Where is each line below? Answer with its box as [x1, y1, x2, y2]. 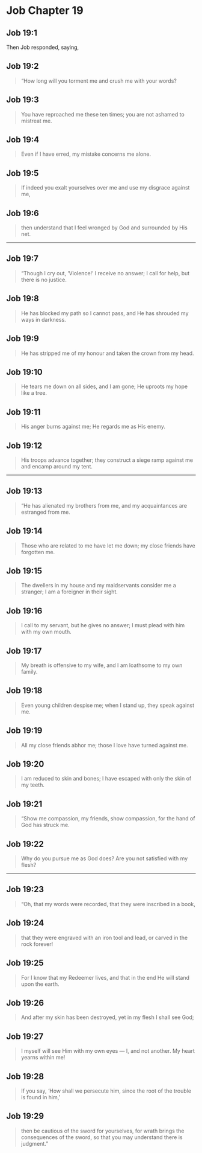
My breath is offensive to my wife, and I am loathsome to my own [20, 662, 183, 669]
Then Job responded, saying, [6, 43, 79, 51]
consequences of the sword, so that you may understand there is [20, 1133, 183, 1141]
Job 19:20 [6, 759, 44, 770]
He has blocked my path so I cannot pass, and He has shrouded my [20, 309, 189, 317]
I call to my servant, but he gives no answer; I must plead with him [20, 622, 185, 629]
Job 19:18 [6, 686, 43, 696]
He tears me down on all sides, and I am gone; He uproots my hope [20, 383, 188, 390]
